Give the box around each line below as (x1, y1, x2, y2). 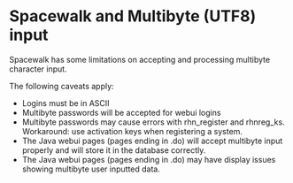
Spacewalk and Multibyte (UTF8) (9, 6, 257, 27)
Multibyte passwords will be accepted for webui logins (21, 107, 221, 118)
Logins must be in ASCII (21, 97, 110, 108)
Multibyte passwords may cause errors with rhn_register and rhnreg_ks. (21, 117, 285, 127)
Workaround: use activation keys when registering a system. (21, 126, 243, 136)
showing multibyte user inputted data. (21, 164, 161, 174)
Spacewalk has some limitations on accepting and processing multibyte (9, 54, 271, 65)
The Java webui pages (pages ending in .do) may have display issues (21, 154, 276, 164)
